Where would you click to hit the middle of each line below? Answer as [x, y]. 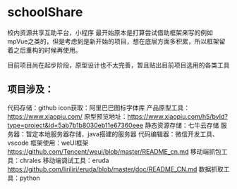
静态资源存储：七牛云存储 [182, 125]
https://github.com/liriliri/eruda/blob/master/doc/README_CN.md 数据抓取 [115, 169]
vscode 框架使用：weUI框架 [48, 143]
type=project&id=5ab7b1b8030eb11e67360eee [75, 125]
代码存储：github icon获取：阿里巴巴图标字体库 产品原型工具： [99, 107]
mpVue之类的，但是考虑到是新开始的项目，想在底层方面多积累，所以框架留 [116, 41]
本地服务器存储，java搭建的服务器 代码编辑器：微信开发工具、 [128, 133]
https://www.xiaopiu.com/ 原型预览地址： [68, 116]
